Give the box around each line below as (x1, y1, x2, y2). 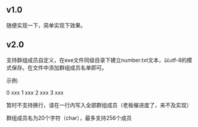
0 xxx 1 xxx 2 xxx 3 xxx (6, 89, 64, 96)
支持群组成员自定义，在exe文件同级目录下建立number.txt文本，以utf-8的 (6, 56, 187, 63)
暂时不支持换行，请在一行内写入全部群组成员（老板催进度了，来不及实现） (6, 101, 192, 108)
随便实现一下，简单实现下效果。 (6, 21, 86, 29)
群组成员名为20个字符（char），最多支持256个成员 (6, 114, 132, 122)
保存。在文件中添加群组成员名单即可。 (11, 63, 107, 71)
